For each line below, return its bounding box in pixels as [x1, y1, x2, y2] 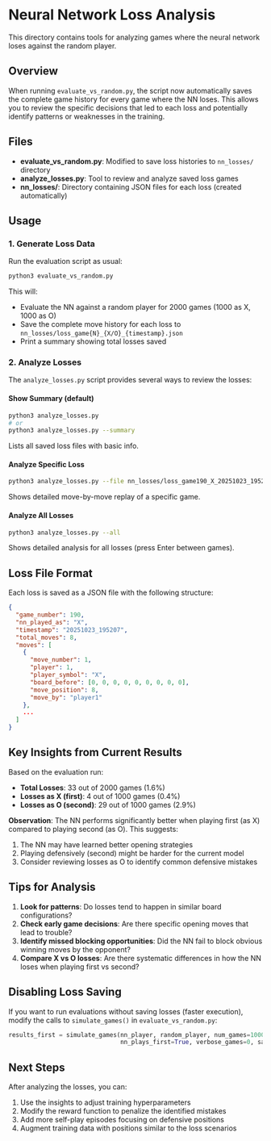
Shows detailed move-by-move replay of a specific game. [8, 492, 201, 502]
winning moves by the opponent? [19, 944, 131, 954]
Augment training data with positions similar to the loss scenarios [19, 1123, 237, 1133]
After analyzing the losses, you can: [8, 1082, 127, 1092]
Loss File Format [8, 566, 93, 580]
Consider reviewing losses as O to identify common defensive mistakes [19, 857, 258, 867]
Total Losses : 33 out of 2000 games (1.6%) [19, 783, 165, 792]
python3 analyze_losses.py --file [8, 478, 125, 486]
